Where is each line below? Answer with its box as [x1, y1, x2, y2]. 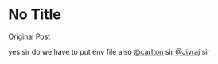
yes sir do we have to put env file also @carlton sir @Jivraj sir [8, 47, 211, 56]
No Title [8, 6, 62, 24]
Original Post [8, 32, 51, 41]
